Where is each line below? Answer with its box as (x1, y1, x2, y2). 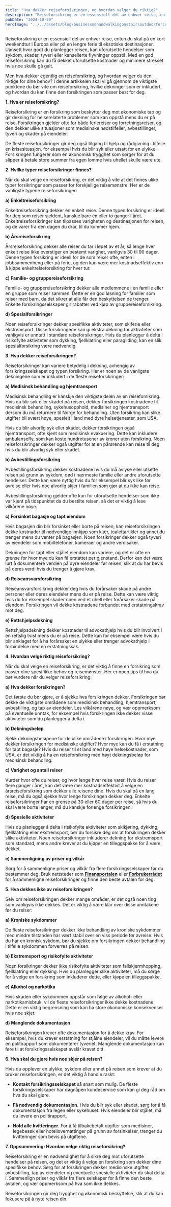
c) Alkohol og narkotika (5, 984, 55, 990)
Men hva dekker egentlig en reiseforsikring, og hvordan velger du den (5, 73, 152, 79)
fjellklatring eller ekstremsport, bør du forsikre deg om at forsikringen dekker (5, 829, 166, 836)
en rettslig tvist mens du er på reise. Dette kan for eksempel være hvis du (5, 632, 159, 639)
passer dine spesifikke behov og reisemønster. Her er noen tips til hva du (5, 669, 159, 675)
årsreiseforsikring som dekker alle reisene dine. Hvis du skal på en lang (5, 788, 155, 794)
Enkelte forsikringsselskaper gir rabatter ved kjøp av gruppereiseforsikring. (5, 301, 163, 307)
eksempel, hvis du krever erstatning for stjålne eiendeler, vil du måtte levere (5, 1035, 164, 1041)
